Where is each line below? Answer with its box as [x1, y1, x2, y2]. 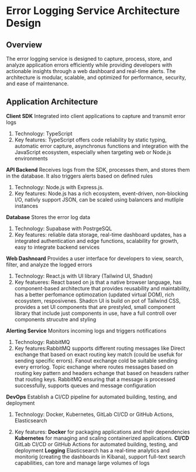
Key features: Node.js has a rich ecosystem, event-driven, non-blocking [14, 190, 188, 197]
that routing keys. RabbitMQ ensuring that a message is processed [14, 376, 176, 383]
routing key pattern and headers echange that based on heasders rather [14, 369, 189, 376]
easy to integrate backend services [14, 244, 100, 251]
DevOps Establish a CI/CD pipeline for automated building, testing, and [6, 393, 177, 400]
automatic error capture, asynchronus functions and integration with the [14, 142, 189, 150]
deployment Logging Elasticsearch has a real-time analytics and [14, 447, 170, 454]
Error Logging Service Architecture [6, 4, 180, 18]
